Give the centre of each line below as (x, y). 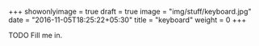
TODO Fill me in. (36, 35)
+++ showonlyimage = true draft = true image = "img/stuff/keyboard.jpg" (130, 11)
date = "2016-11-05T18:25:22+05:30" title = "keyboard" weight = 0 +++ (127, 20)
